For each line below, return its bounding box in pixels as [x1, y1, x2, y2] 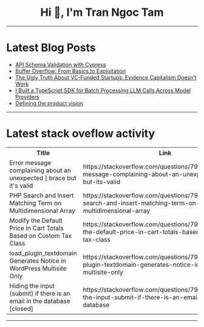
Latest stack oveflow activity [6, 127, 155, 140]
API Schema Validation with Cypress [15, 61, 106, 68]
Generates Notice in [9, 256, 67, 265]
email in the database [9, 297, 71, 305]
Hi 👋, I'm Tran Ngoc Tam [40, 5, 164, 19]
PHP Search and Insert [9, 191, 74, 199]
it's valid [9, 181, 33, 190]
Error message [9, 158, 52, 167]
